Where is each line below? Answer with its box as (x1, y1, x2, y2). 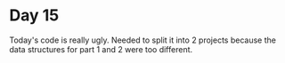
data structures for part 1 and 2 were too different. (9, 43, 193, 54)
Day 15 (9, 5, 60, 26)
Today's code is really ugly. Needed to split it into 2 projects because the (9, 35, 276, 45)
